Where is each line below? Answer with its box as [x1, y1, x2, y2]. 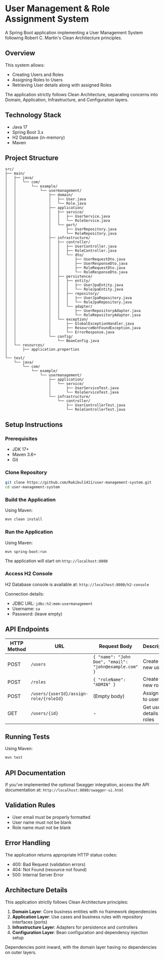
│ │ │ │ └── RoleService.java [5, 218, 110, 223]
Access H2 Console [5, 570, 53, 577]
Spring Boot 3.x [12, 129, 44, 135]
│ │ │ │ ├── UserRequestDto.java [5, 257, 125, 262]
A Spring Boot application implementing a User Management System [5, 29, 143, 35]
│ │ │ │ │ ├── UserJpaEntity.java [5, 283, 123, 287]
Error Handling [5, 839, 50, 847]
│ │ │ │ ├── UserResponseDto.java [5, 261, 128, 266]
